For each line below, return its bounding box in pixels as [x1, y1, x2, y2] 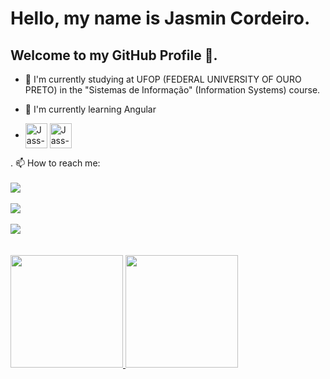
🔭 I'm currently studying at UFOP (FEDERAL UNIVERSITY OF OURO [24, 73, 302, 85]
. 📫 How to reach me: [10, 157, 101, 169]
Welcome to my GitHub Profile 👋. [10, 47, 218, 64]
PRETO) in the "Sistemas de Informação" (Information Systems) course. [24, 84, 321, 96]
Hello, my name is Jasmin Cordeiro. [10, 7, 311, 30]
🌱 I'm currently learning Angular [24, 103, 157, 115]
